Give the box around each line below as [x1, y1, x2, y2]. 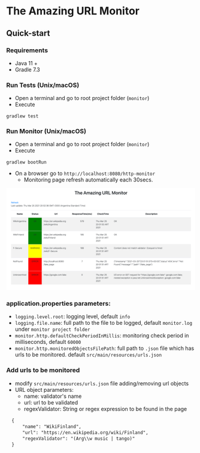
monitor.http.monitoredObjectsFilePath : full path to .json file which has [14, 345, 195, 352]
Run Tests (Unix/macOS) [6, 81, 80, 89]
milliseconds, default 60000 [14, 339, 81, 346]
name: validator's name [23, 392, 82, 400]
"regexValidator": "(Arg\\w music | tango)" [22, 436, 135, 442]
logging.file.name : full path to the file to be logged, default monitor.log [14, 319, 193, 327]
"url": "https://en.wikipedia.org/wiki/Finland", [22, 430, 149, 436]
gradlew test [6, 113, 39, 119]
